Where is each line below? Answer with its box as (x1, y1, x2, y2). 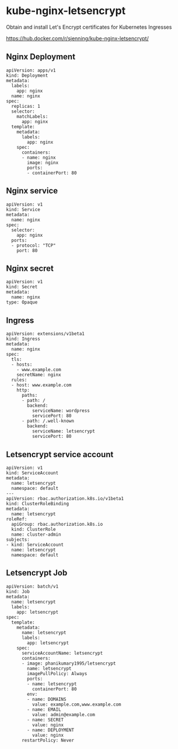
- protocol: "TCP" (11, 242, 57, 248)
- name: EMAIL (27, 706, 61, 713)
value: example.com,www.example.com (32, 702, 121, 707)
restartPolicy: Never (21, 737, 75, 743)
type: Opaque (6, 299, 38, 305)
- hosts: (11, 362, 33, 367)
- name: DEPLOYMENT (27, 727, 75, 733)
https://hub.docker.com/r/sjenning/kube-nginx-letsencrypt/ (6, 35, 149, 42)
